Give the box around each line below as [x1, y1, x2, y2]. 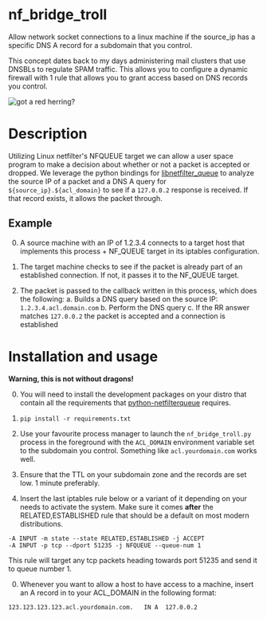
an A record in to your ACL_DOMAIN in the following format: [19, 588, 217, 597]
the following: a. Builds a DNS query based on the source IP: [19, 294, 218, 304]
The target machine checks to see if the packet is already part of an [19, 262, 243, 271]
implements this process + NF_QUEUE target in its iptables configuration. [19, 246, 260, 256]
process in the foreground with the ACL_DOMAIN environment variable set [19, 437, 255, 447]
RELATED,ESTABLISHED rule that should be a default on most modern [19, 511, 249, 520]
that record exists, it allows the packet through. [8, 193, 163, 203]
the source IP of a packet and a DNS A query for [8, 176, 167, 186]
